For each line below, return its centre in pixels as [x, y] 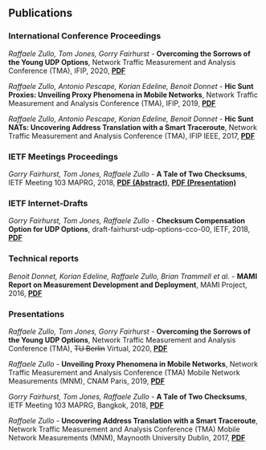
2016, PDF [25, 293]
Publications [41, 13]
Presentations [37, 314]
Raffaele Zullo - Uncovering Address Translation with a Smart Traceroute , [133, 420]
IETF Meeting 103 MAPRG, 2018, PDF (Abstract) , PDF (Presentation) [123, 182]
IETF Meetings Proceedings [63, 156]
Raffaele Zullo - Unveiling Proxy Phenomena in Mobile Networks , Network [133, 363]
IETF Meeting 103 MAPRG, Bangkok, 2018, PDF [86, 405]
